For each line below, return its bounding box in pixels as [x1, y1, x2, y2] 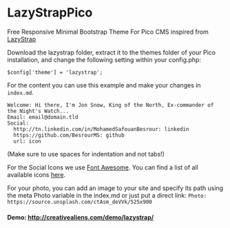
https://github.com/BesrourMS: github [13, 132, 125, 138]
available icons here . [7, 170, 66, 178]
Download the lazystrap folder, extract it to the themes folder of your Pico [7, 48, 216, 56]
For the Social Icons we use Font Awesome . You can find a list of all [7, 163, 198, 172]
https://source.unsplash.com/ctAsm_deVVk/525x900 [7, 198, 153, 205]
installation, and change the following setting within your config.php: [7, 55, 202, 63]
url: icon [13, 138, 41, 145]
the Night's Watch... [7, 107, 70, 114]
